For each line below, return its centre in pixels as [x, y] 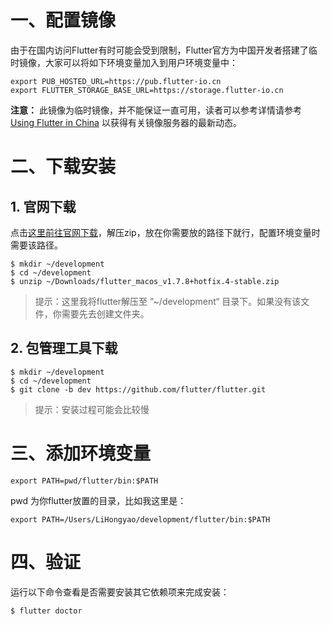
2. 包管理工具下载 [64, 348]
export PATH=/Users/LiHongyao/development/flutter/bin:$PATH [140, 519]
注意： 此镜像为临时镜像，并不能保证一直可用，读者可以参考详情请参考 [156, 110]
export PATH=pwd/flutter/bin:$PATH [84, 481]
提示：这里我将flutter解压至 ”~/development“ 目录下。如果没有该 [168, 301]
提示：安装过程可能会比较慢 [92, 409]
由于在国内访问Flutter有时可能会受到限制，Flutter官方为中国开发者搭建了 [159, 50]
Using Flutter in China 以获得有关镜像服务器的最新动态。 [126, 122]
